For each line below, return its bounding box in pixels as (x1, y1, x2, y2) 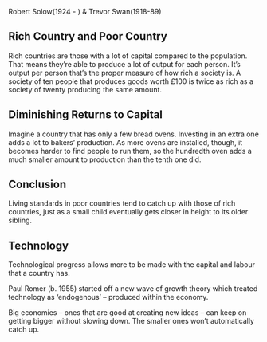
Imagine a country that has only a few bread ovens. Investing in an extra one (8, 129, 259, 139)
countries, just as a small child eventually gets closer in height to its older (8, 207, 249, 217)
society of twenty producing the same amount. (8, 85, 162, 94)
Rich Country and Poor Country (8, 29, 167, 43)
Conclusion (8, 178, 67, 191)
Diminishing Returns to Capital (8, 108, 163, 122)
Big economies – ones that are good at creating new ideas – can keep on (8, 308, 247, 317)
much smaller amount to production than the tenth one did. (8, 155, 202, 164)
